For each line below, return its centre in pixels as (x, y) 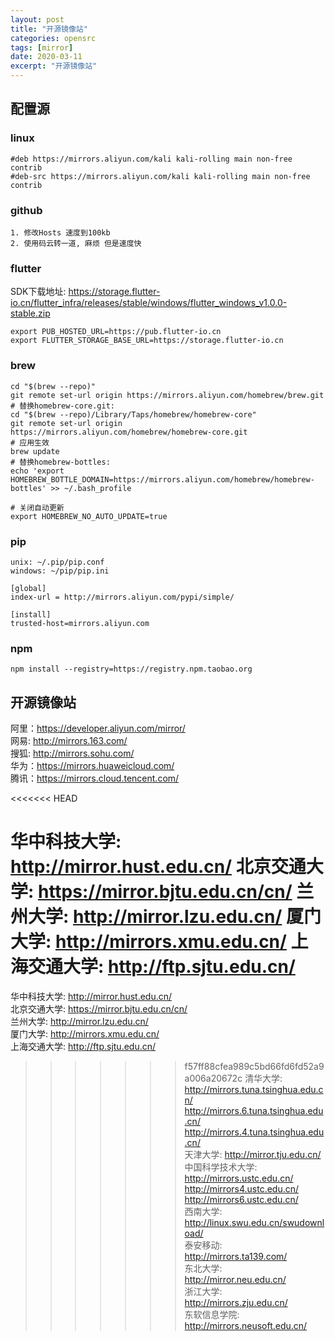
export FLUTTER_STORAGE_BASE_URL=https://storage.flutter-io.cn (147, 341)
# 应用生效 (30, 442)
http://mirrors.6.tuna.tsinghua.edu (254, 1110)
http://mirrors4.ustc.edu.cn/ (242, 1188)
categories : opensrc (53, 38)
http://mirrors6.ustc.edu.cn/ (241, 1199)
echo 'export (37, 471)
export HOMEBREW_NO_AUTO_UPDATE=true (89, 516)
